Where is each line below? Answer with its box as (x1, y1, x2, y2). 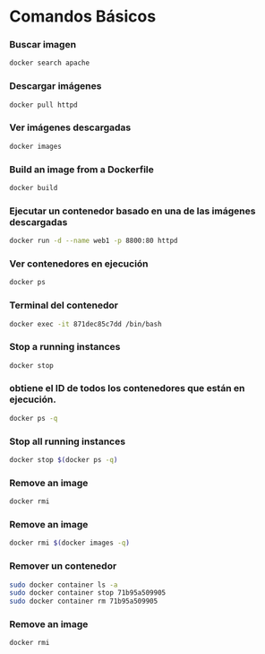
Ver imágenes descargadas (9, 121, 132, 134)
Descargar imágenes (9, 80, 102, 92)
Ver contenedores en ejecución (9, 257, 150, 270)
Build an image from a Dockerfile (9, 163, 154, 176)
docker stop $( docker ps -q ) (9, 456, 118, 465)
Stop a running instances (9, 341, 121, 353)
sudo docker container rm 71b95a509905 (9, 597, 158, 606)
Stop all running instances (9, 435, 126, 448)
